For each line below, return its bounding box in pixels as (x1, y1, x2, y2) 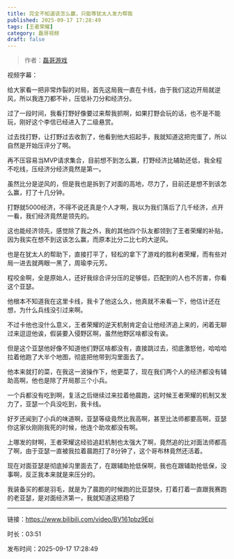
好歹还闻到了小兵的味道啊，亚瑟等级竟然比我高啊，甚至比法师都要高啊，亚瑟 (7, 415, 227, 423)
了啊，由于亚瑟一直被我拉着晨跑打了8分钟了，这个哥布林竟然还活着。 (7, 447, 207, 455)
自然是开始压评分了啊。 (7, 141, 75, 150)
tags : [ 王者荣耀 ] (7, 23, 54, 30)
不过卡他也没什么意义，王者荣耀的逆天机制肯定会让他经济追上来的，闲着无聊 (7, 321, 227, 329)
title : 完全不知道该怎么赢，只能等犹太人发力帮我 (7, 10, 133, 17)
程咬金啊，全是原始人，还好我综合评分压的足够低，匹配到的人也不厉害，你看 (7, 274, 227, 282)
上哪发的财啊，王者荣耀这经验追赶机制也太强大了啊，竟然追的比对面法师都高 (7, 438, 227, 446)
